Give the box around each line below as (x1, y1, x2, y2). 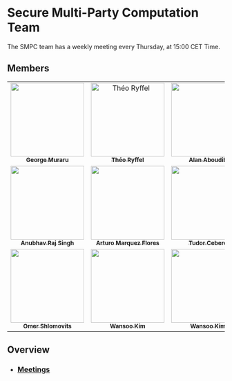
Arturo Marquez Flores (95, 239, 160, 247)
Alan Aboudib (188, 156, 228, 163)
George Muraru (26, 156, 69, 163)
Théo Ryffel (111, 156, 144, 163)
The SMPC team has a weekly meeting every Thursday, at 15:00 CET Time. (7, 42, 221, 51)
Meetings (17, 365, 50, 375)
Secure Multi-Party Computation (7, 5, 199, 21)
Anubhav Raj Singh (20, 239, 75, 247)
